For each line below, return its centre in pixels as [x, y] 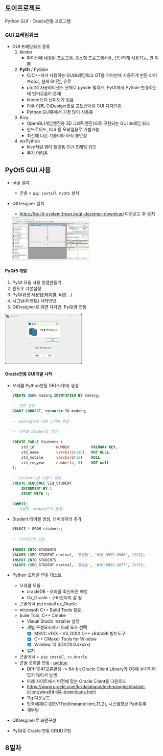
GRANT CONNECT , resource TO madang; [49, 411]
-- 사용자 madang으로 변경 [37, 509]
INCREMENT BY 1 [37, 488]
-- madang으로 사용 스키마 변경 [41, 421]
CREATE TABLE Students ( [37, 442]
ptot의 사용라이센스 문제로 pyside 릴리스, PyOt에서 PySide [83, 88]
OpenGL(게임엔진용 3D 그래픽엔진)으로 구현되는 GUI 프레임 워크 [88, 123]
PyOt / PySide [34, 70]
